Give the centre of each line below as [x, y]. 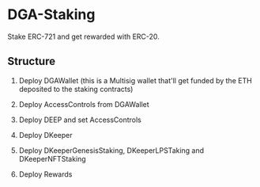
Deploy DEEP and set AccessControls [80, 120]
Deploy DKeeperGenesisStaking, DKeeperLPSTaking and [111, 150]
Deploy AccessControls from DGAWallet [84, 104]
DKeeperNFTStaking [52, 158]
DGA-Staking [51, 15]
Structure [32, 61]
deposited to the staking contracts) [76, 89]
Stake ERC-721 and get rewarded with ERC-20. [83, 36]
